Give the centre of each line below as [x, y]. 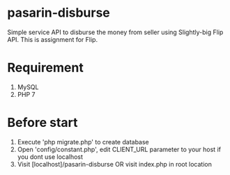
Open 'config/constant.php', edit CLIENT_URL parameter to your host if [119, 149]
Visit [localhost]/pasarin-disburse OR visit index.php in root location [115, 164]
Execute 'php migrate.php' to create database [83, 142]
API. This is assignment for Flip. [53, 39]
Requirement [45, 68]
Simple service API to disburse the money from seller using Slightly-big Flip [115, 32]
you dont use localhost [50, 157]
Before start [43, 123]
